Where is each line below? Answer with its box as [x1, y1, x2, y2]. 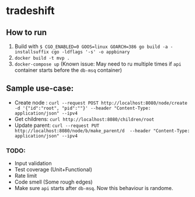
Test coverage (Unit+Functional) [14, 166, 92, 173]
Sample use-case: [6, 84, 74, 94]
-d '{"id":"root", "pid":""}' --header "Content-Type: [14, 105, 151, 111]
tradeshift [6, 4, 55, 18]
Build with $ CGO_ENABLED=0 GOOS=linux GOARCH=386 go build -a [14, 43, 168, 50]
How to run [6, 27, 47, 37]
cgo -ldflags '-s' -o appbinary [51, 49, 130, 55]
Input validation [14, 160, 52, 167]
